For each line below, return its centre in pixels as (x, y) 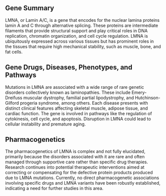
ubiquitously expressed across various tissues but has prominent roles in (80, 41)
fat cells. (14, 52)
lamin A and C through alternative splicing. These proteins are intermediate (82, 25)
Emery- (139, 92)
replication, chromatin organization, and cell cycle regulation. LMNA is (77, 36)
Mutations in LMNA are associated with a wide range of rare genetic (75, 87)
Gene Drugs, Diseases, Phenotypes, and (69, 67)
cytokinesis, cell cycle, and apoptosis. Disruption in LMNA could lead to (78, 119)
